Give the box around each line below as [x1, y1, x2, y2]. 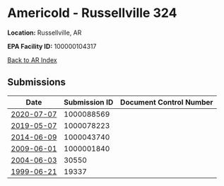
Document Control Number [119, 97, 213, 107]
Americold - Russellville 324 [7, 5, 177, 21]
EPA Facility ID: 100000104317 [7, 42, 97, 50]
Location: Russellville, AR [7, 28, 82, 37]
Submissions [7, 76, 66, 88]
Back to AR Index [7, 55, 58, 64]
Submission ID [63, 97, 114, 107]
